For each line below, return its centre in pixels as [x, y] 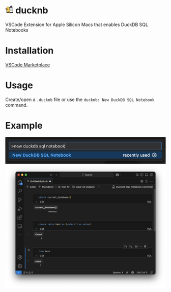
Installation [30, 51]
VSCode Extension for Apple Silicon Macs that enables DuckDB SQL [77, 25]
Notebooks [17, 30]
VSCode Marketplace [28, 65]
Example [24, 126]
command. [17, 105]
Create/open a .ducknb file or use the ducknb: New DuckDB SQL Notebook [80, 100]
